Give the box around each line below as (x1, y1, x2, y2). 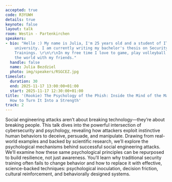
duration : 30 (10, 79, 38, 84)
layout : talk (5, 27, 33, 32)
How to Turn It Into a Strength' (10, 98, 81, 103)
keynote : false (5, 21, 38, 27)
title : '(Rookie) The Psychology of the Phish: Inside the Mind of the (5, 93, 161, 98)
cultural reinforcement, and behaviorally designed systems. (5, 171, 131, 177)
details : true (5, 17, 36, 22)
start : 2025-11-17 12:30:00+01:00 (10, 88, 83, 94)
